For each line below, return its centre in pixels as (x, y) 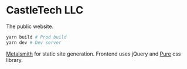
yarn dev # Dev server (34, 42)
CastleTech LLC (45, 10)
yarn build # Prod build (36, 37)
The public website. (30, 26)
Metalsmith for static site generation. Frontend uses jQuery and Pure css (93, 54)
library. (15, 60)
